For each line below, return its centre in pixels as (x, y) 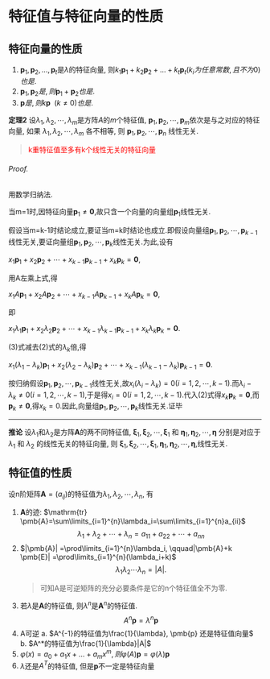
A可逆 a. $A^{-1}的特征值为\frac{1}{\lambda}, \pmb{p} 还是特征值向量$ (137, 634)
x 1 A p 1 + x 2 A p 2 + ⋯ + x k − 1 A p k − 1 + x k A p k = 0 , (84, 295)
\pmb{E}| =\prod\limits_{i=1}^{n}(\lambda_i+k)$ (98, 557)
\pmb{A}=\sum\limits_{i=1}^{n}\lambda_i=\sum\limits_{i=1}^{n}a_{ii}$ (133, 521)
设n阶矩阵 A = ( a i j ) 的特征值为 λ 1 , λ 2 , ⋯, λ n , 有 (81, 495)
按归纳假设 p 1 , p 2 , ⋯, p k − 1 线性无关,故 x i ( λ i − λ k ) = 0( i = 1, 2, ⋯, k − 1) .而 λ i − (130, 384)
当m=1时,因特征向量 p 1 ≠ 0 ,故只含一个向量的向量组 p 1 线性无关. (110, 213)
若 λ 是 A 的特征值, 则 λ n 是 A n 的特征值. (79, 605)
